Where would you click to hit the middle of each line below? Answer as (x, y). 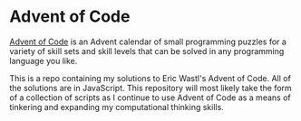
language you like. (44, 60)
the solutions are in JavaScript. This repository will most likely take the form (150, 88)
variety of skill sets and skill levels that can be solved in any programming (147, 51)
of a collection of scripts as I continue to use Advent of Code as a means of (150, 98)
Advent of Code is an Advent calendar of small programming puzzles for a (148, 42)
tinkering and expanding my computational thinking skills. (117, 107)
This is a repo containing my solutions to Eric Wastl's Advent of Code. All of (150, 78)
